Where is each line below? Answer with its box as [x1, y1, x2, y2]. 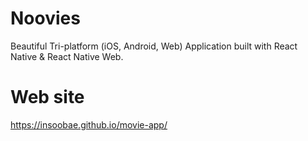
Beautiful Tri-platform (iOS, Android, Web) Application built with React [10, 40, 298, 52]
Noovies [10, 7, 81, 30]
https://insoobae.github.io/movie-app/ [10, 118, 168, 131]
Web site [10, 86, 85, 109]
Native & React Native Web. [10, 50, 124, 62]
